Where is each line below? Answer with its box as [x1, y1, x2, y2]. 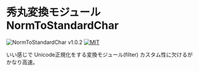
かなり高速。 [6, 58, 38, 66]
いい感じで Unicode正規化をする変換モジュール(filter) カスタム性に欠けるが [6, 51, 193, 58]
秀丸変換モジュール [6, 5, 101, 19]
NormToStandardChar [6, 19, 119, 32]
